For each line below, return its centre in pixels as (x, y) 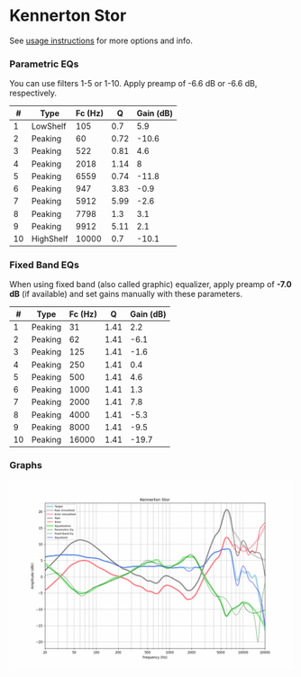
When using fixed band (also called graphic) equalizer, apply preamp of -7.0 (150, 284)
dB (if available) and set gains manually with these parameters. (126, 294)
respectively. (33, 93)
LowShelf (49, 126)
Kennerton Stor (68, 16)
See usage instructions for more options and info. (101, 41)
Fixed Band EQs (44, 265)
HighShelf (50, 239)
